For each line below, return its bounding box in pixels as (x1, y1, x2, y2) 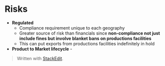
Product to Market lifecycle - (11, 46, 72, 52)
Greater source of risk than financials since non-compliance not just (19, 30, 161, 36)
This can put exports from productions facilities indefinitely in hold (19, 40, 155, 46)
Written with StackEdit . (16, 55, 64, 61)
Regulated (11, 20, 34, 26)
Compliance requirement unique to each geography (19, 25, 125, 31)
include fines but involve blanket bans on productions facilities (19, 35, 152, 41)
